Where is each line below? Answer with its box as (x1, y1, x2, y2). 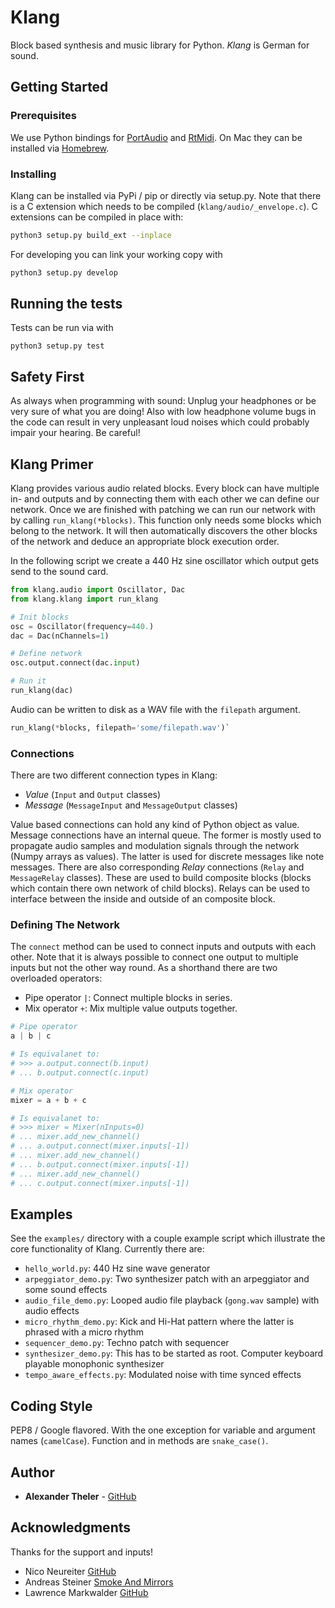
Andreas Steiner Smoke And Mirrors (24, 1576, 174, 1588)
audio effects (24, 1305, 80, 1317)
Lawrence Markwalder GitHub (24, 1586, 149, 1598)
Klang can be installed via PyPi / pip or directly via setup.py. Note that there (10, 189, 322, 201)
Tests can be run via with (10, 322, 114, 334)
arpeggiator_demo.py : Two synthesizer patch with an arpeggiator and (24, 1273, 310, 1285)
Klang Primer (10, 456, 94, 473)
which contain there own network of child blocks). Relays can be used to (10, 882, 310, 895)
